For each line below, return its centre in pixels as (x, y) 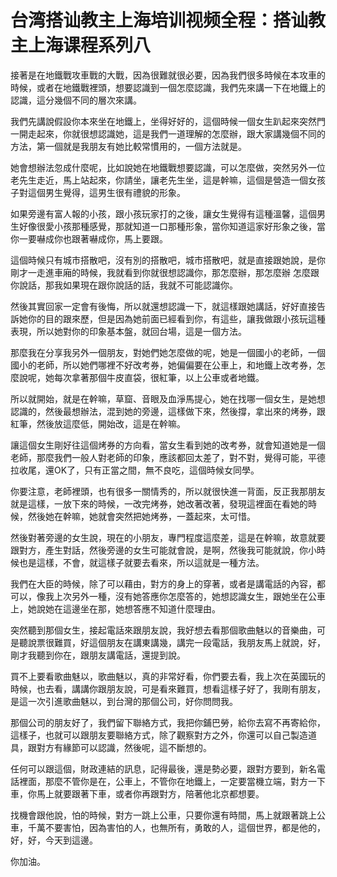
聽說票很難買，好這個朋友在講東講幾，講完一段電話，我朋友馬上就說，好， (172, 642)
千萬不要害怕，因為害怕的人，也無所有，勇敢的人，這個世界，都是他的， (176, 827)
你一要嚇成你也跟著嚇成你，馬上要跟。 (89, 238)
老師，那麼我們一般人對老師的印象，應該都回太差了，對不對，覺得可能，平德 (168, 457)
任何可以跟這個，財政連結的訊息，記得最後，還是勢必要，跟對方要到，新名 (163, 768)
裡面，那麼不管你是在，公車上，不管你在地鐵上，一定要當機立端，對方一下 (172, 781)
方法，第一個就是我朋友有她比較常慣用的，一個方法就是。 (128, 146)
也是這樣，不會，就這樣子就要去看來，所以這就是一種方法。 (141, 562)
